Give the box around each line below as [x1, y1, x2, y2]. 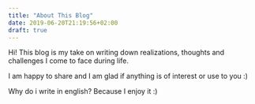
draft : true [8, 26, 47, 34]
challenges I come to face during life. [8, 56, 129, 65]
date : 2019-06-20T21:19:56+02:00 [8, 19, 118, 27]
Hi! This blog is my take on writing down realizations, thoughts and [8, 48, 225, 58]
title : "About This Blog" [8, 11, 93, 20]
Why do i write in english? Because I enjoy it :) [8, 87, 158, 96]
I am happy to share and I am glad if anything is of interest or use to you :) [8, 72, 249, 81]
